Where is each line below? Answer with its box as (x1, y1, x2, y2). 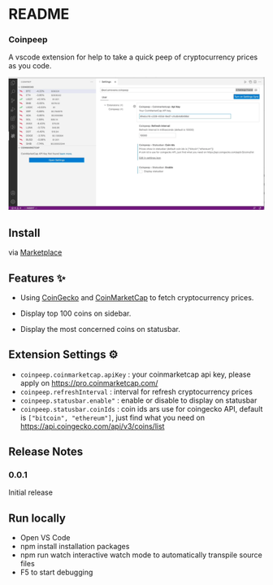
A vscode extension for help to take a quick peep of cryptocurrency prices (8, 52, 258, 62)
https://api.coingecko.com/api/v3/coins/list (19, 421, 165, 431)
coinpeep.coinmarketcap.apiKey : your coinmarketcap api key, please (19, 369, 251, 379)
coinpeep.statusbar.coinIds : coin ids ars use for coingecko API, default (19, 404, 263, 413)
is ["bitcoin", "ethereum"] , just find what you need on (19, 413, 206, 422)
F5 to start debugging (19, 567, 93, 578)
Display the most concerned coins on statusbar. (19, 324, 181, 334)
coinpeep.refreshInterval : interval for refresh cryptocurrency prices (19, 386, 253, 396)
